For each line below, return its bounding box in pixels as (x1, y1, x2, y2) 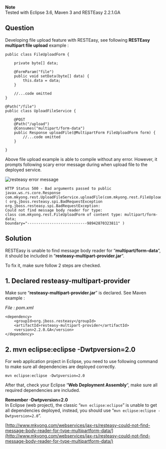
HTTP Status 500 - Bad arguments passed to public (5, 186, 112, 191)
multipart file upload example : (5, 42, 69, 48)
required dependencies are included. (5, 387, 81, 393)
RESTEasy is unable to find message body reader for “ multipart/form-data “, (5, 247, 161, 253)
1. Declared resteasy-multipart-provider (5, 277, 130, 285)
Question (5, 24, 34, 32)
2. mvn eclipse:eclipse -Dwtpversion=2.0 (5, 345, 136, 354)
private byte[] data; (14, 61, 58, 66)
